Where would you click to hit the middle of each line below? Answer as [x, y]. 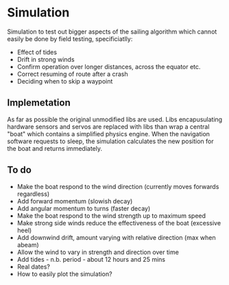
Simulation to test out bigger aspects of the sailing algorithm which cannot [112, 32]
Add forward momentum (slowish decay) [75, 201]
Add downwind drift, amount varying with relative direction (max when [116, 237]
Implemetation [39, 103]
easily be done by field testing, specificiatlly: [70, 38]
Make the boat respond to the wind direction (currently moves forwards [118, 186]
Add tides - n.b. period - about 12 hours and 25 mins [91, 259]
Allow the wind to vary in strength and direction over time [98, 252]
